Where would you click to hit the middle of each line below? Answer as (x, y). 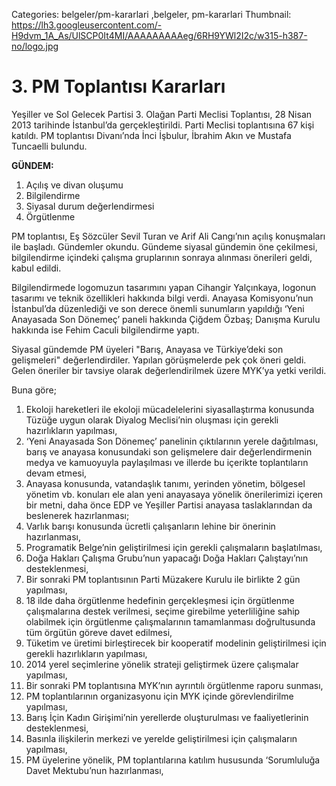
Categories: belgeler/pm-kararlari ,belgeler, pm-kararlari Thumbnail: (151, 14)
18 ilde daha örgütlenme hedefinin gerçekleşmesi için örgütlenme (160, 600)
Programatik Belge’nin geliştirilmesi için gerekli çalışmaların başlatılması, (174, 547)
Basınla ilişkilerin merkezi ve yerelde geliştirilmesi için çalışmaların (161, 738)
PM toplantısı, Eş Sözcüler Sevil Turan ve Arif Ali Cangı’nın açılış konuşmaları (168, 236)
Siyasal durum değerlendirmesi (90, 206)
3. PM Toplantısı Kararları (118, 86)
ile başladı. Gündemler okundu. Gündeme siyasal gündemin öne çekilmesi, (164, 246)
